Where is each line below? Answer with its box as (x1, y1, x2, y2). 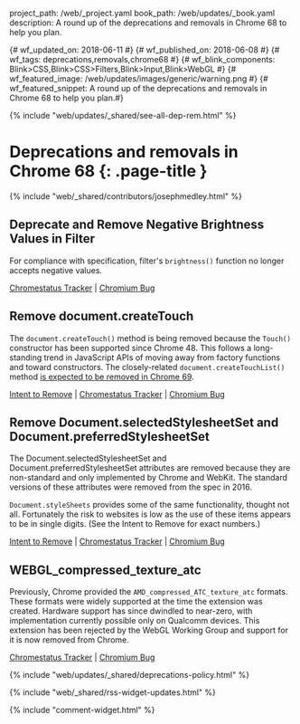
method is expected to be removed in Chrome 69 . (9, 371, 194, 382)
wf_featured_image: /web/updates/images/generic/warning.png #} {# (9, 73, 268, 84)
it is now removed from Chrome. (9, 634, 129, 645)
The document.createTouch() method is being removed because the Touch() (9, 332, 292, 343)
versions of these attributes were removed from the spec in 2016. (9, 481, 253, 492)
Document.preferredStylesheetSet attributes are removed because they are (9, 462, 291, 473)
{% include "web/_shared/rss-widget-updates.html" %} (9, 687, 217, 698)
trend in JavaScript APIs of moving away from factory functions (43, 352, 281, 363)
